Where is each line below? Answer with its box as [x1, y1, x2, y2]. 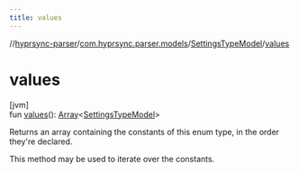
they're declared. [9, 136, 73, 147]
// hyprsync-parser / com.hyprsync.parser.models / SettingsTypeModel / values [9, 38, 290, 49]
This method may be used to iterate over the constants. [9, 153, 215, 164]
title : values [9, 13, 63, 23]
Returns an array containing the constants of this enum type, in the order [9, 126, 280, 137]
